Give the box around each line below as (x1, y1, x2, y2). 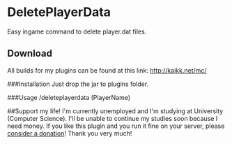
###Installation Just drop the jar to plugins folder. (7, 80, 149, 88)
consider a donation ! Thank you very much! (7, 129, 132, 137)
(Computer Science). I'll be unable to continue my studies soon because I (7, 114, 218, 122)
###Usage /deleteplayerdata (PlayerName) (7, 93, 131, 101)
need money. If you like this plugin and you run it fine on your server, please (7, 122, 225, 130)
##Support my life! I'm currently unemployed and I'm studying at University (7, 106, 224, 115)
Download (7, 48, 52, 59)
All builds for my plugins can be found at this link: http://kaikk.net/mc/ (7, 66, 207, 74)
